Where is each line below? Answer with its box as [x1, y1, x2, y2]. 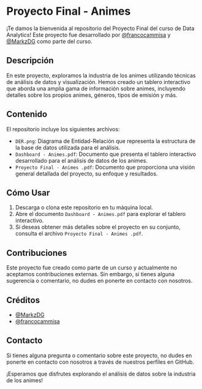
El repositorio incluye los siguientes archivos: [6, 125, 121, 133]
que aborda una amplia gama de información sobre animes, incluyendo [6, 85, 185, 92]
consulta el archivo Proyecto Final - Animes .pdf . [15, 230, 143, 237]
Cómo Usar [6, 187, 50, 198]
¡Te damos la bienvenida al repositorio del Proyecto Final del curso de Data [6, 25, 195, 32]
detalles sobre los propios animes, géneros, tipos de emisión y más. [6, 91, 178, 99]
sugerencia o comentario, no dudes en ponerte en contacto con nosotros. [6, 277, 193, 285]
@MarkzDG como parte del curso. [6, 37, 93, 45]
